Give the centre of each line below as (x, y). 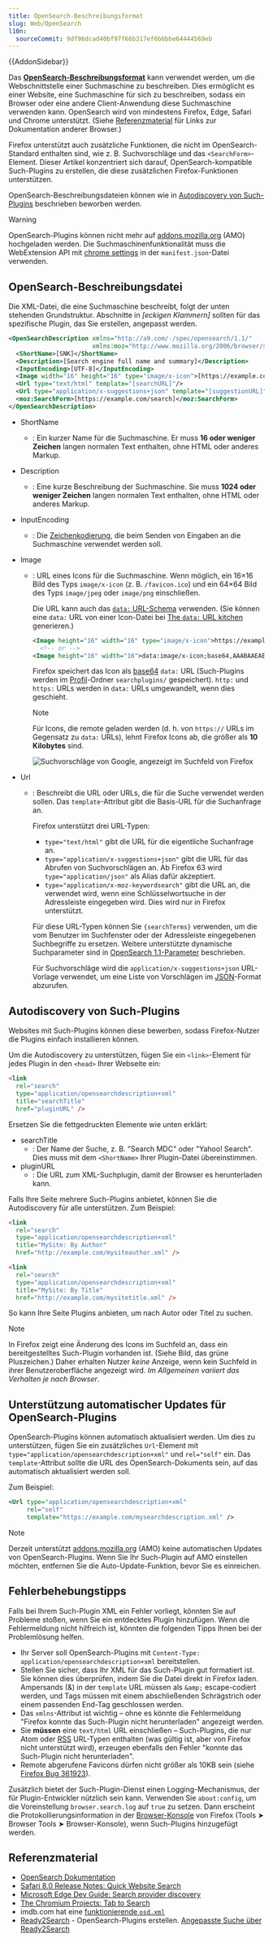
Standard (24, 154)
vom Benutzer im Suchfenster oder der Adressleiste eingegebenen (144, 935)
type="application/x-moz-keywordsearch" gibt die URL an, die (147, 885)
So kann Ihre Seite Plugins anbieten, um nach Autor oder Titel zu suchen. (131, 1313)
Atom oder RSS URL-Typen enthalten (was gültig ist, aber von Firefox (135, 1739)
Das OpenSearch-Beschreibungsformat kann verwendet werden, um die (132, 77)
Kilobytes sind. (58, 746)
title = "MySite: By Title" (60, 1290)
